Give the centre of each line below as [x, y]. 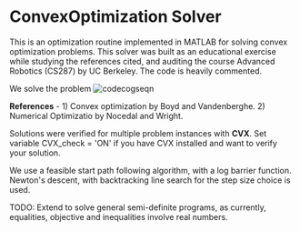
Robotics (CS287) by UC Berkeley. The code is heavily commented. [135, 71]
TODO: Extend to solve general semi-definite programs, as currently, [138, 207]
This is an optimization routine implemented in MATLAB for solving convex [149, 42]
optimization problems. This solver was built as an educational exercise [143, 51]
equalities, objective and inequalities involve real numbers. [119, 216]
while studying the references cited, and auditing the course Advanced [142, 61]
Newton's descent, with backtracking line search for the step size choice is [150, 180]
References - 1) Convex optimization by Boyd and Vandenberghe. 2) [137, 105]
